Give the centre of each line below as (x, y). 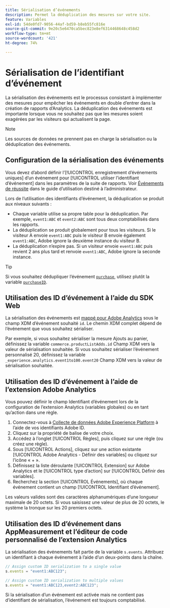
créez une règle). (30, 444)
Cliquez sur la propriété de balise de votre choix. (63, 433)
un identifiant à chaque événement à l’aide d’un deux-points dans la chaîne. (84, 557)
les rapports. (26, 225)
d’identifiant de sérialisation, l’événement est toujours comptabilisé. (76, 600)
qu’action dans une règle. (32, 412)
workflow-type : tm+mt (28, 34)
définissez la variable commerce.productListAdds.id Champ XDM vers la (80, 344)
